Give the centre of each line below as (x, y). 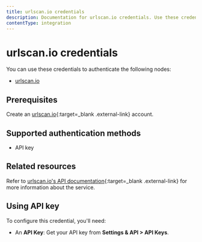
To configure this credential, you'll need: (56, 220)
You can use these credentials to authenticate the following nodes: (89, 69)
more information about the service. (50, 187)
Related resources (41, 167)
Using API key (33, 206)
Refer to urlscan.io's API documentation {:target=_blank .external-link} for (97, 181)
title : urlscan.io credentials (45, 12)
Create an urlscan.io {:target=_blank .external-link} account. (80, 114)
